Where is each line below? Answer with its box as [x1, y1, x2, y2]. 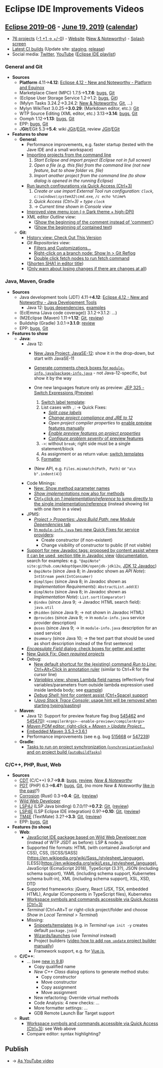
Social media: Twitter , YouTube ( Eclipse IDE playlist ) [12, 51, 116, 57]
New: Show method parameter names [34, 485, 110, 491]
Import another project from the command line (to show [34, 173, 146, 179]
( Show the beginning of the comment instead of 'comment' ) [34, 219, 154, 225]
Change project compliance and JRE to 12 [48, 415, 133, 421]
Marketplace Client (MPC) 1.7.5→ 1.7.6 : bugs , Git [19, 90, 115, 96]
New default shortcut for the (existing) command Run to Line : [34, 661, 157, 667]
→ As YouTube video [12, 1058, 54, 1064]
